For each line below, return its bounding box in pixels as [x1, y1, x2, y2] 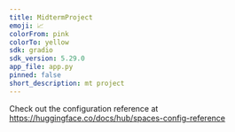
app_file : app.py [9, 63, 74, 72]
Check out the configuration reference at [9, 103, 159, 113]
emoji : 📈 [9, 21, 44, 30]
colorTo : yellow [9, 37, 69, 47]
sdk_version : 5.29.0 [9, 54, 86, 63]
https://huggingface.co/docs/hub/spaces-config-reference [9, 113, 226, 123]
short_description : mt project [9, 79, 125, 88]
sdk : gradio [9, 46, 53, 55]
